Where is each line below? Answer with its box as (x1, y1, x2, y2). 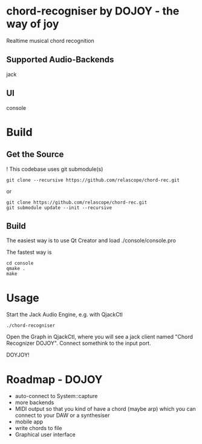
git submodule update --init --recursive (6, 204, 112, 211)
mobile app (15, 418, 44, 425)
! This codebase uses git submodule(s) (6, 165, 103, 173)
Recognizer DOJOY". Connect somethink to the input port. (6, 339, 151, 347)
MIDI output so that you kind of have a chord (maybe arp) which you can (15, 405, 197, 413)
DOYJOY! (6, 352, 30, 359)
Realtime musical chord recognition (6, 37, 95, 44)
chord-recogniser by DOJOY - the (6, 4, 180, 18)
